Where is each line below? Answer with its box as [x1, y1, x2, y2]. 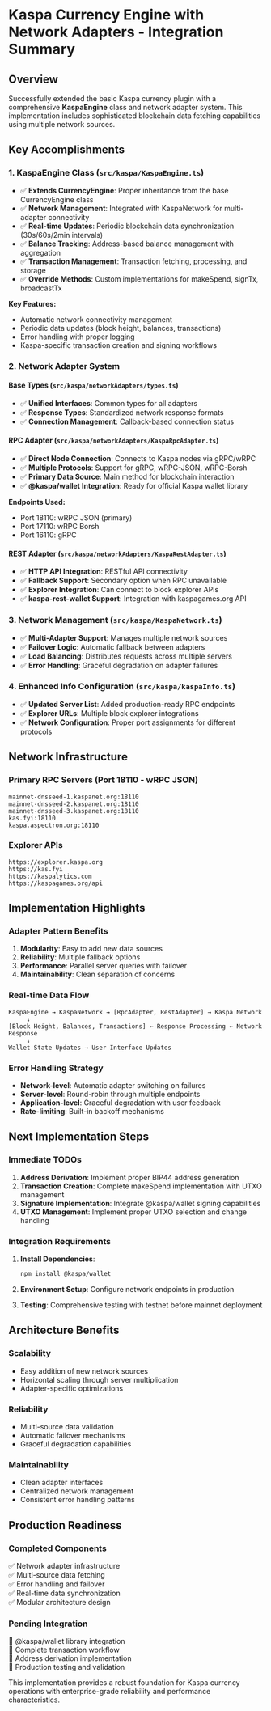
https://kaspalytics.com [8, 872, 92, 880]
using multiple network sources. [8, 120, 116, 129]
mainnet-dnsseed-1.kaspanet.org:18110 [8, 793, 139, 801]
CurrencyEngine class [19, 194, 94, 204]
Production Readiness [8, 1518, 122, 1532]
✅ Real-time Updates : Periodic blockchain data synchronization [19, 221, 235, 231]
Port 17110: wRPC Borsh [19, 522, 100, 532]
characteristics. [8, 1695, 61, 1705]
